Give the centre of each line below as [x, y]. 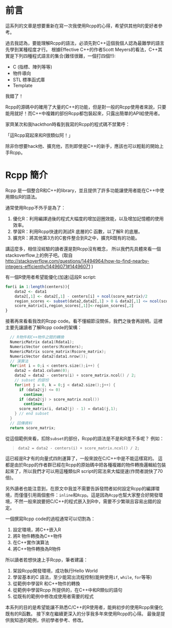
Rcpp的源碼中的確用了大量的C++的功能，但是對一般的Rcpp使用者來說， [81, 107]
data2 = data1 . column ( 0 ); [42, 371]
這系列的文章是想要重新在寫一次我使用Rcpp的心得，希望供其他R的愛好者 [82, 26]
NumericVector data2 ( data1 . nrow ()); [49, 356]
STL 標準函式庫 [29, 80]
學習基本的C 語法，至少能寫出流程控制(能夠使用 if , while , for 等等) [82, 577]
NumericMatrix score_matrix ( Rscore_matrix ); [58, 351]
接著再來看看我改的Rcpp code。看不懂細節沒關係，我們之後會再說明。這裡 [84, 321]
